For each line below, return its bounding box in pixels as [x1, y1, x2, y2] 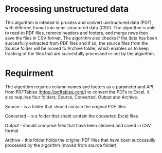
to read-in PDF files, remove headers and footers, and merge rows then [5, 30, 148, 36]
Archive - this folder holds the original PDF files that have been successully [5, 137, 156, 143]
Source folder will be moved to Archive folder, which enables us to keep [5, 45, 149, 51]
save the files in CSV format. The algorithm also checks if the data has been [5, 35, 157, 41]
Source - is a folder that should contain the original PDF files [5, 103, 126, 109]
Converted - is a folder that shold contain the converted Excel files [5, 113, 138, 119]
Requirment [5, 68, 54, 79]
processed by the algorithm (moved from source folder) [5, 142, 117, 148]
